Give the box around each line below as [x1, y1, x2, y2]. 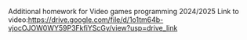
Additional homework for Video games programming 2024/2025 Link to [8, 7, 239, 16]
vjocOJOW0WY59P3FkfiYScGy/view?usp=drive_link [8, 24, 178, 32]
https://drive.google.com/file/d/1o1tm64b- [27, 15, 164, 24]
